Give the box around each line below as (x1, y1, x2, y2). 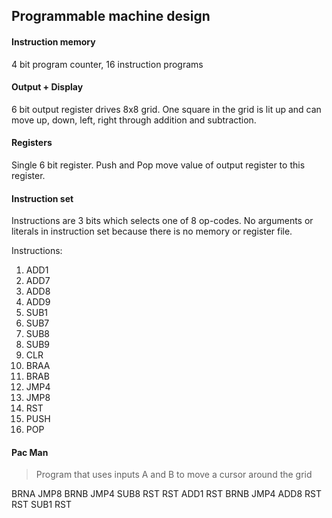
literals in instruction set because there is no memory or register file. (11, 225, 293, 238)
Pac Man (11, 446, 49, 458)
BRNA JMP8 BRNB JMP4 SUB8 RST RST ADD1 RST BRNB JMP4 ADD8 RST (11, 488, 323, 500)
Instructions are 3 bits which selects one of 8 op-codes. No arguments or (11, 215, 314, 227)
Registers (11, 137, 53, 149)
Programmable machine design (11, 8, 211, 25)
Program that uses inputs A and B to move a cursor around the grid (35, 469, 313, 481)
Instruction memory (11, 35, 96, 48)
